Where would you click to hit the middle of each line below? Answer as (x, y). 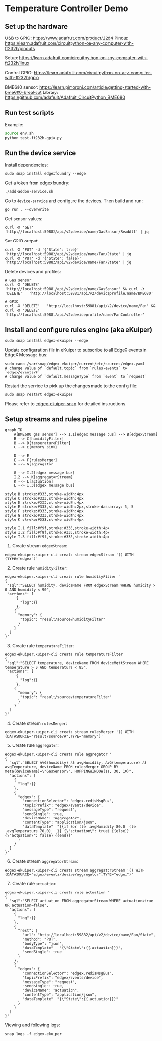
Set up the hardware (36, 27)
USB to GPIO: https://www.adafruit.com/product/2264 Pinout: (67, 38)
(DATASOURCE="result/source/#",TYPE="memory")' (54, 736)
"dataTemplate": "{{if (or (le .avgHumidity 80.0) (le (79, 827)
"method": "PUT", (40, 939)
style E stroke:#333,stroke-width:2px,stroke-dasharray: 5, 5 (69, 507)
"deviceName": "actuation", (51, 990)
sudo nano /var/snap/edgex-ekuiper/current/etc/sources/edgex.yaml (75, 364)
